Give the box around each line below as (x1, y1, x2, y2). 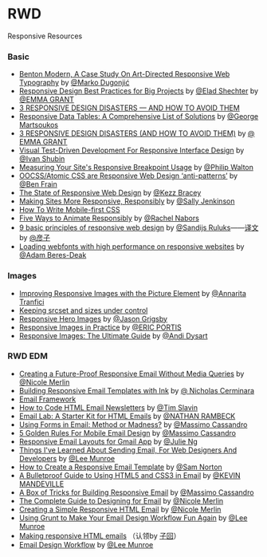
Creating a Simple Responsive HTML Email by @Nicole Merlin (18, 504, 222, 514)
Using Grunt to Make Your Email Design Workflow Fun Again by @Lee (18, 512, 248, 523)
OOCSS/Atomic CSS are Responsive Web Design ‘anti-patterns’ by (18, 171, 238, 180)
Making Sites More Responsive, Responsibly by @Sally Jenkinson (18, 196, 235, 206)
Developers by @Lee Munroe (18, 453, 116, 463)
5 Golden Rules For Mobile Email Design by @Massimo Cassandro (18, 428, 237, 437)
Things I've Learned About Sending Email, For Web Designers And (18, 444, 237, 455)
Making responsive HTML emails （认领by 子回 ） (18, 531, 181, 540)
